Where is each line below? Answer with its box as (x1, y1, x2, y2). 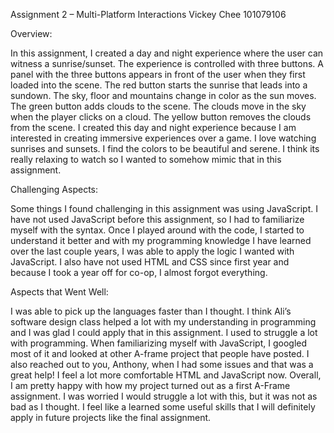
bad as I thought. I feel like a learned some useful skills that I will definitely (10, 401, 316, 413)
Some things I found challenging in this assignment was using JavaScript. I (10, 203, 318, 214)
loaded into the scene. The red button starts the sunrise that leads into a (10, 79, 308, 91)
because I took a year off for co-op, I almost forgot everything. (10, 267, 268, 278)
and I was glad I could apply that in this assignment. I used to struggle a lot (10, 327, 318, 338)
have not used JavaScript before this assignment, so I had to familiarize (10, 214, 305, 225)
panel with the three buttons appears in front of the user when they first (10, 69, 306, 80)
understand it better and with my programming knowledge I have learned (10, 235, 312, 246)
